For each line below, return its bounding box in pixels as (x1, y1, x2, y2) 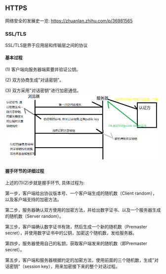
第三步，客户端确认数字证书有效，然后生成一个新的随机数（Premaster (5, 224, 147, 230)
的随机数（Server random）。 (5, 213, 64, 219)
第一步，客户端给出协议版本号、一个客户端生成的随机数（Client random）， (5, 190, 157, 196)
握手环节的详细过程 (5, 168, 44, 174)
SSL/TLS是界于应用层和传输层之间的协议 (5, 42, 88, 49)
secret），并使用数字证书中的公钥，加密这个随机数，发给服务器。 (5, 230, 137, 236)
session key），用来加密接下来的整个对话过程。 (24, 264, 120, 270)
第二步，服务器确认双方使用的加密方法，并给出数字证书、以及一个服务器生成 (5, 207, 161, 213)
